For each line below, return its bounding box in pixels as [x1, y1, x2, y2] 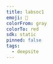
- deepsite [11, 49, 39, 55]
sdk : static [6, 32, 36, 38]
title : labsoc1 [6, 9, 45, 15]
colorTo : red [6, 26, 39, 32]
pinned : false [6, 37, 42, 43]
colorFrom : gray [6, 20, 47, 26]
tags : [6, 43, 20, 49]
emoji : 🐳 [6, 15, 28, 21]
